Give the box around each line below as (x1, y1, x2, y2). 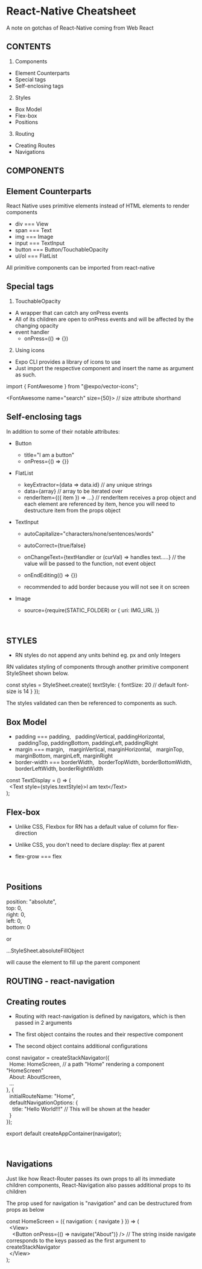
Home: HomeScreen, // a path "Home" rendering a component (8, 1060, 165, 1068)
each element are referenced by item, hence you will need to (24, 500, 175, 507)
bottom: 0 (6, 923, 31, 931)
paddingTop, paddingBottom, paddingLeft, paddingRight (17, 739, 159, 747)
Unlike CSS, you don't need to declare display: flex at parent (14, 841, 165, 849)
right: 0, (6, 911, 26, 918)
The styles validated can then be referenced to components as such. (6, 700, 177, 707)
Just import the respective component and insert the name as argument (14, 364, 194, 372)
